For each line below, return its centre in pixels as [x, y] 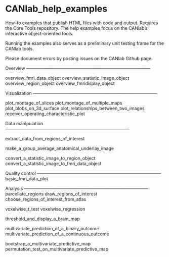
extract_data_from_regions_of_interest [45, 138]
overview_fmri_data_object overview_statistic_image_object [67, 78]
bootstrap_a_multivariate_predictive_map [48, 243]
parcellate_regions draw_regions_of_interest [51, 194]
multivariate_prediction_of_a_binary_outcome [52, 228]
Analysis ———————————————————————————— [77, 188]
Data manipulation [24, 123]
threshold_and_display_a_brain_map [43, 219]
